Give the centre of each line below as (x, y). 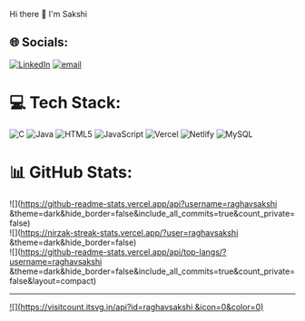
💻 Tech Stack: (65, 102)
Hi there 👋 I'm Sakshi (49, 14)
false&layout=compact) (53, 280)
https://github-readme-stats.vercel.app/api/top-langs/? (123, 252)
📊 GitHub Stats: (71, 172)
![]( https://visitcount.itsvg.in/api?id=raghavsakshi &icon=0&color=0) (137, 306)
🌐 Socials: (39, 42)
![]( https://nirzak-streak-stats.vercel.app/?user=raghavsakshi (124, 232)
